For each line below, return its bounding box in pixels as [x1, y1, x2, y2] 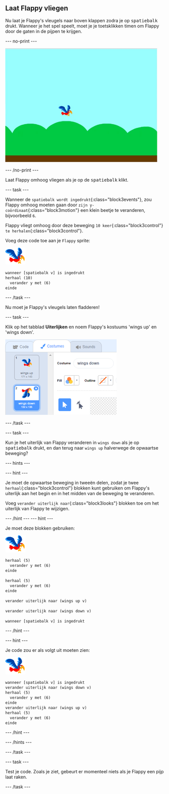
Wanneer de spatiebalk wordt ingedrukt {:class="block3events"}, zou [5, 196, 152, 202]
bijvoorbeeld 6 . [5, 212, 36, 218]
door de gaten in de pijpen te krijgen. [5, 28, 82, 34]
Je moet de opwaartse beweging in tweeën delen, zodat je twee [5, 479, 139, 486]
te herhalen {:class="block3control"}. [5, 228, 83, 234]
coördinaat [5, 208, 28, 213]
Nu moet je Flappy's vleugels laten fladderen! [5, 304, 100, 310]
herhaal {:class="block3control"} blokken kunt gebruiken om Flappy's [5, 485, 150, 491]
